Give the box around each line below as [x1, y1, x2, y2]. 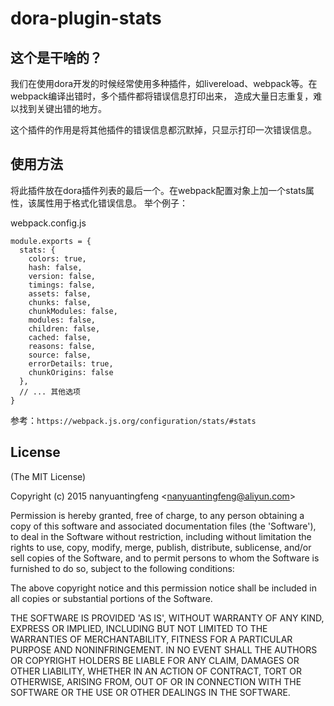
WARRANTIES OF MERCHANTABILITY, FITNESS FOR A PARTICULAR [10, 633, 293, 645]
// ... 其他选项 [19, 387, 82, 397]
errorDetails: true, [28, 358, 114, 369]
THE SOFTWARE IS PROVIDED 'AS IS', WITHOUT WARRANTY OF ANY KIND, [10, 612, 325, 624]
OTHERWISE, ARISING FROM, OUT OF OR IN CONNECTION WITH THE [10, 675, 302, 687]
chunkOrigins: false [28, 367, 114, 377]
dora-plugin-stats [10, 7, 162, 30]
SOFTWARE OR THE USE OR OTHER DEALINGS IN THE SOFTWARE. [10, 686, 291, 698]
